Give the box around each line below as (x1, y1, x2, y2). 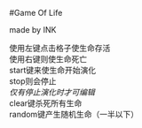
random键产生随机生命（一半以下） (9, 109, 139, 119)
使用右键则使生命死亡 (9, 54, 87, 64)
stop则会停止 (9, 76, 57, 87)
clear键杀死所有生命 (9, 98, 83, 109)
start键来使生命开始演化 (9, 65, 96, 75)
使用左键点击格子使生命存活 (9, 43, 111, 53)
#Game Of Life (9, 8, 63, 18)
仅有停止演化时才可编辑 (9, 87, 95, 97)
